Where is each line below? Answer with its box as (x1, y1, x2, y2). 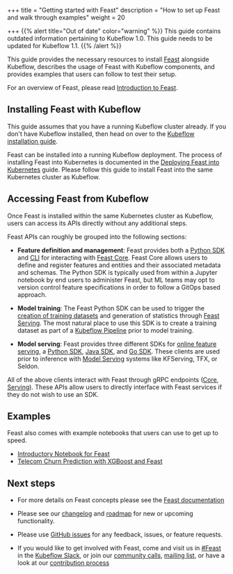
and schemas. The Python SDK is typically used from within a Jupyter (17, 268, 218, 276)
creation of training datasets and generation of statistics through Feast (17, 311, 220, 319)
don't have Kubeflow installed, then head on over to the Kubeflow (7, 129, 195, 138)
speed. (7, 436, 27, 445)
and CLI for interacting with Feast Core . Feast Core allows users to (17, 253, 208, 262)
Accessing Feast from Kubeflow (7, 193, 150, 205)
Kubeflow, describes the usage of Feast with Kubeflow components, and (7, 63, 216, 70)
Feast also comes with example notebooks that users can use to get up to (7, 429, 219, 437)
